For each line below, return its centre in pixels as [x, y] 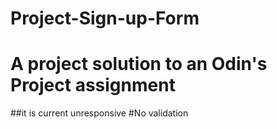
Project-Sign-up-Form [105, 18]
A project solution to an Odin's [139, 64]
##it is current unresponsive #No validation [99, 113]
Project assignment [93, 85]
